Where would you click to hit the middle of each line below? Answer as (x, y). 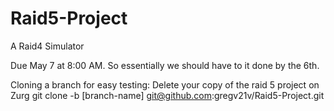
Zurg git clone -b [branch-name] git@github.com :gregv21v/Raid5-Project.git (167, 95)
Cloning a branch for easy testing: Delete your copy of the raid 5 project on (165, 84)
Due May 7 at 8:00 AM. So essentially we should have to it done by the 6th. (165, 65)
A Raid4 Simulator (47, 46)
